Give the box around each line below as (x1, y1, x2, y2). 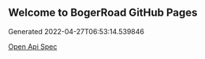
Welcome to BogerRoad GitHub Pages (8, 6, 198, 19)
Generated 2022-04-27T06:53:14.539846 (8, 26, 144, 36)
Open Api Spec (8, 42, 58, 51)
